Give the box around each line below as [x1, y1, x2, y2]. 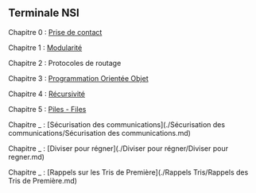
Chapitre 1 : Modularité [8, 43, 83, 52]
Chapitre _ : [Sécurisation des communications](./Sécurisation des [8, 119, 225, 129]
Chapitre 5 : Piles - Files [8, 104, 87, 114]
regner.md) [8, 152, 45, 161]
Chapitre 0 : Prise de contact [8, 27, 103, 37]
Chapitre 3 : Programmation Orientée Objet [8, 73, 149, 83]
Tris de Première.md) [8, 176, 78, 185]
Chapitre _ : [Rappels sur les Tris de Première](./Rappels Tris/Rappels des [8, 167, 249, 177]
